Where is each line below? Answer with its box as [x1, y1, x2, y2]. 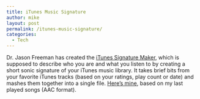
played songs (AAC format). [6, 86, 76, 93]
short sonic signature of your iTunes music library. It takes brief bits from [6, 67, 190, 73]
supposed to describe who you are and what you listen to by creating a [6, 60, 185, 67]
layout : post [6, 20, 40, 26]
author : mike [6, 15, 40, 21]
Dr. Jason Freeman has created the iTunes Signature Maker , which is [6, 54, 179, 61]
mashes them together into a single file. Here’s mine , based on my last [6, 80, 183, 87]
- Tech [12, 37, 29, 43]
